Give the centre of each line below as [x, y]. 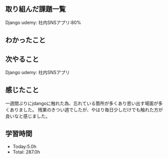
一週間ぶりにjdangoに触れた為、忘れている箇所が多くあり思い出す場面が [82, 103]
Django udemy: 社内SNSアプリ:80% [43, 22]
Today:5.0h [25, 146]
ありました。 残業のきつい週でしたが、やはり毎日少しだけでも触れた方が [86, 109]
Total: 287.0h [26, 152]
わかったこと [26, 40]
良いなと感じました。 [28, 116]
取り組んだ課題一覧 [35, 9]
